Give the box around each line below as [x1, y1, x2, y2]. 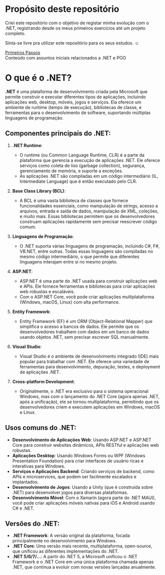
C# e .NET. [12, 505, 34, 511]
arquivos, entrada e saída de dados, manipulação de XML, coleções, [19, 208, 159, 214]
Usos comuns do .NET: [5, 423, 77, 432]
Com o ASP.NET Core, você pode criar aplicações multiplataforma [19, 294, 154, 300]
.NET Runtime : [12, 142, 43, 148]
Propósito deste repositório [5, 3, 120, 15]
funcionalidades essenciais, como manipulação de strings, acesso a [19, 203, 158, 209]
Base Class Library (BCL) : [12, 188, 66, 194]
